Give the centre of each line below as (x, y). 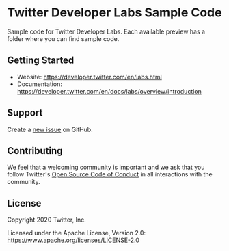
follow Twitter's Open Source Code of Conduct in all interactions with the (110, 174)
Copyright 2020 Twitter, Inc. (47, 220)
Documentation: (40, 84)
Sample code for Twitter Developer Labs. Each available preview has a (106, 31)
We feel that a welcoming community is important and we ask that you (106, 167)
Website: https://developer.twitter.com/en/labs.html (89, 77)
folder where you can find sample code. (63, 38)
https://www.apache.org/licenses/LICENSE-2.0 (73, 240)
